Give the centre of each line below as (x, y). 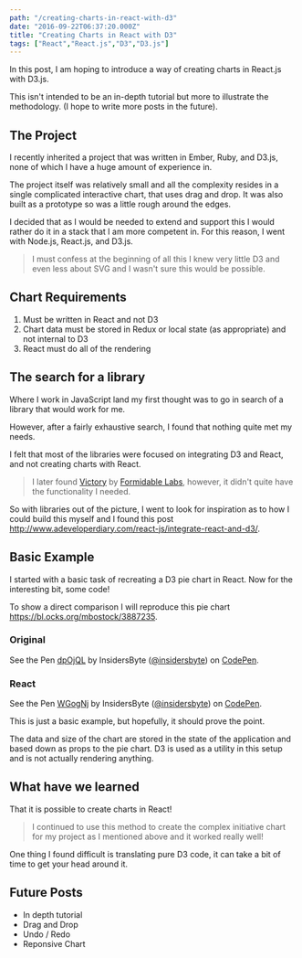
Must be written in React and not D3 (90, 319)
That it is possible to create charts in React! (91, 809)
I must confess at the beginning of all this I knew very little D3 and (156, 259)
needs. (22, 436)
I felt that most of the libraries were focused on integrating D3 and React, (147, 454)
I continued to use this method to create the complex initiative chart (158, 826)
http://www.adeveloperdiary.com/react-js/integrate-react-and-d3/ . (135, 528)
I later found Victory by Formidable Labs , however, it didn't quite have (162, 482)
